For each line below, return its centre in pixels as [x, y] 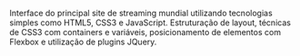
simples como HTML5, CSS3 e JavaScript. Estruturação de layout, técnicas [150, 23]
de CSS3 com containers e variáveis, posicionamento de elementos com [145, 32]
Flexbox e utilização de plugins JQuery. [83, 42]
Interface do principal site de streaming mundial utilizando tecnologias [141, 13]
